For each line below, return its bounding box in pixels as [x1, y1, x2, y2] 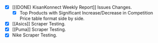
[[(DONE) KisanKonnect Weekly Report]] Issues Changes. [12, 4, 132, 10]
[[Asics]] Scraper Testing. [12, 21, 66, 27]
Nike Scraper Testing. [12, 32, 58, 38]
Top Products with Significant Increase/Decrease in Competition [19, 10, 153, 16]
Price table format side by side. [19, 15, 85, 21]
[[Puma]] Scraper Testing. [12, 26, 66, 32]
